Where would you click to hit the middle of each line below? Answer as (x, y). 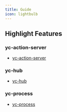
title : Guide (18, 9)
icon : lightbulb (21, 14)
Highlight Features (33, 34)
